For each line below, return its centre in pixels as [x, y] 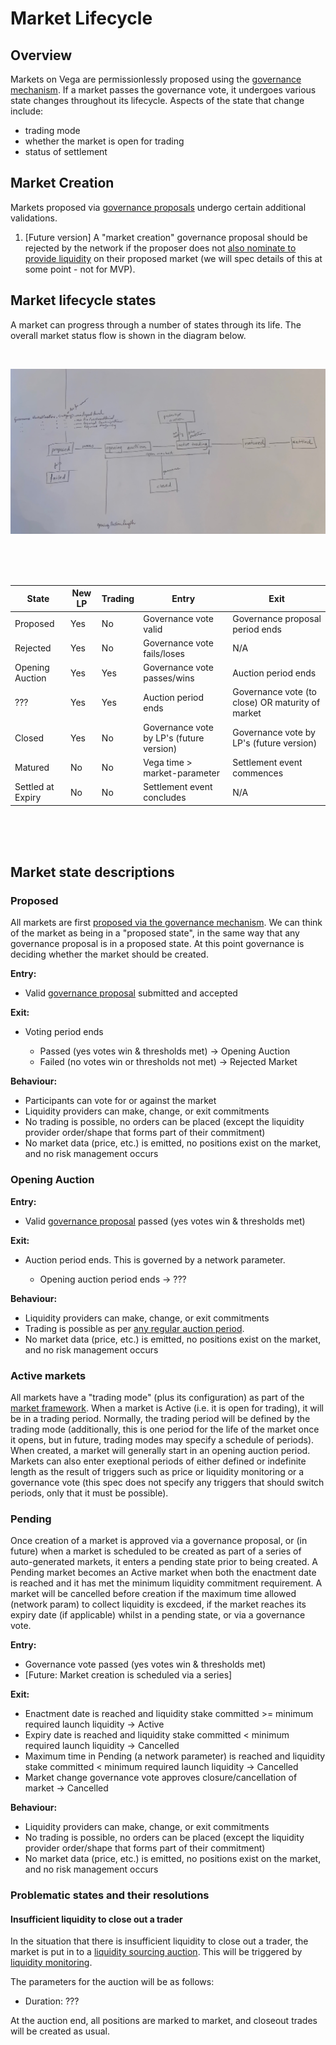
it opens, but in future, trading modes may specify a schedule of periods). [162, 1439]
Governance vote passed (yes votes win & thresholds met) [145, 1664]
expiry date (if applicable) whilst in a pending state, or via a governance [158, 1615]
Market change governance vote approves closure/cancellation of [161, 1778]
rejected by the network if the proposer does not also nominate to [160, 248]
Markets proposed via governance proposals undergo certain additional [158, 207]
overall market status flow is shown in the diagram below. [128, 335]
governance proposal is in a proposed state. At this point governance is [157, 944]
